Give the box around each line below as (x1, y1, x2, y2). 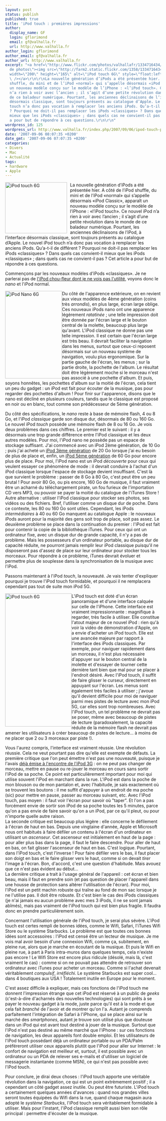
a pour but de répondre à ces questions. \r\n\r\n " (9, 117, 116, 123)
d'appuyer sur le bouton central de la (71, 656, 147, 662)
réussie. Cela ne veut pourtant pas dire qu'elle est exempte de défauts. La (5, 750, 156, 756)
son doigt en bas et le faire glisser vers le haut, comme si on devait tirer (5, 855, 151, 861)
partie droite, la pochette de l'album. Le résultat (62, 365, 159, 371)
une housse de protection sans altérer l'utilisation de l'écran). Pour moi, (5, 882, 151, 888)
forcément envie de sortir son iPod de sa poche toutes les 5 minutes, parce (5, 803, 158, 809)
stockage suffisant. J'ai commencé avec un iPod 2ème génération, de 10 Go (5, 442, 161, 448)
